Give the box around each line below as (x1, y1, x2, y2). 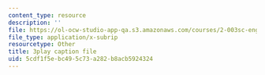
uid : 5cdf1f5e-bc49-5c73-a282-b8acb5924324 (8, 55, 154, 63)
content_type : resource (8, 11, 87, 20)
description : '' (8, 19, 62, 27)
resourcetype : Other (8, 41, 77, 48)
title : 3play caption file (8, 48, 97, 55)
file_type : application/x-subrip (8, 33, 118, 41)
